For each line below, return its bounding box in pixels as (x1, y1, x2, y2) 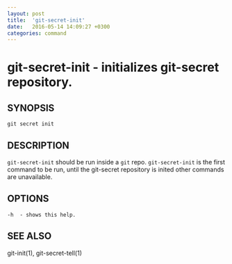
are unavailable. (7, 173, 53, 181)
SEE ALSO (7, 231, 52, 242)
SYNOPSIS (7, 102, 55, 114)
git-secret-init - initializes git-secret (7, 60, 219, 75)
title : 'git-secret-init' (7, 17, 85, 24)
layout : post (7, 10, 45, 17)
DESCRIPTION (7, 139, 69, 151)
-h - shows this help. (7, 211, 76, 218)
